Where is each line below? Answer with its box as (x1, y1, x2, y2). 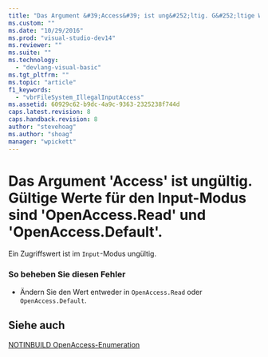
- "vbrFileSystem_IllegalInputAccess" (15, 93, 145, 101)
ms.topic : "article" (8, 78, 77, 86)
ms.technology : (8, 57, 59, 65)
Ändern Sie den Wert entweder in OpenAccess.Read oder (19, 287, 203, 296)
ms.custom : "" (8, 19, 56, 27)
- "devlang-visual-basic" (15, 64, 102, 72)
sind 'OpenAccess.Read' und (8, 206, 206, 224)
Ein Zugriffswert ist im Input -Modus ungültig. (8, 249, 157, 259)
